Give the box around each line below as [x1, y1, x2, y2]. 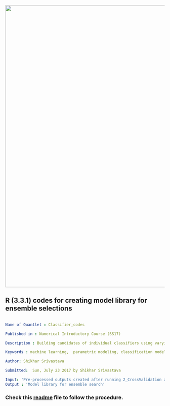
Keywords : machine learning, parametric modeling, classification [5, 350, 153, 355]
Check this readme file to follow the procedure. [5, 394, 123, 401]
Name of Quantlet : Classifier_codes [5, 322, 85, 327]
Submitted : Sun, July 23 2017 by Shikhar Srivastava [5, 368, 121, 373]
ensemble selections [5, 304, 72, 313]
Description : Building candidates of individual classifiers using [5, 340, 153, 346]
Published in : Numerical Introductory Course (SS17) [5, 331, 121, 336]
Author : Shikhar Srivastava [5, 359, 65, 364]
